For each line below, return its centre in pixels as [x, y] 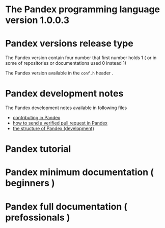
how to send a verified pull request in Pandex [60, 123]
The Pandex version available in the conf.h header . [59, 73]
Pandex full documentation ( [66, 206]
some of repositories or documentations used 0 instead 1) [66, 63]
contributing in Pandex [36, 118]
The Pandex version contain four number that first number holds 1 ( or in [81, 58]
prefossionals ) [38, 217]
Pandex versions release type [69, 44]
